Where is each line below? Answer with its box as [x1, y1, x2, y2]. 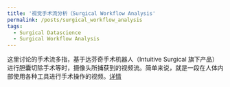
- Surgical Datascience [13, 29, 81, 36]
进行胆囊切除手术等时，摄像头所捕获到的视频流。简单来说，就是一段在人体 [7, 64, 218, 72]
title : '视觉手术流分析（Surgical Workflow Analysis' [7, 10, 156, 17]
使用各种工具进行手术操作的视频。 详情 [12, 73, 122, 81]
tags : [7, 23, 23, 29]
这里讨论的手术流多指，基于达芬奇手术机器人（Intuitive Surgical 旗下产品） [7, 55, 218, 64]
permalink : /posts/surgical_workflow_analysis [7, 16, 143, 23]
